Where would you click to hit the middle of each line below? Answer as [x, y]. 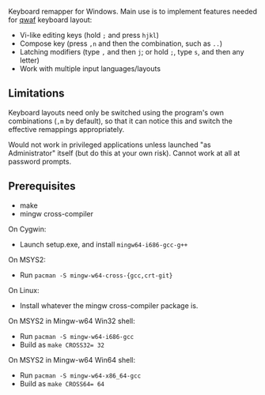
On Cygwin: [27, 229]
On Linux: [24, 290]
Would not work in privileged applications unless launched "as [110, 145]
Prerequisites [42, 186]
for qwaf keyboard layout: [50, 20]
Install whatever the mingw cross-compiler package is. [109, 305]
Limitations [36, 94]
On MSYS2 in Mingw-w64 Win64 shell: [72, 359]
